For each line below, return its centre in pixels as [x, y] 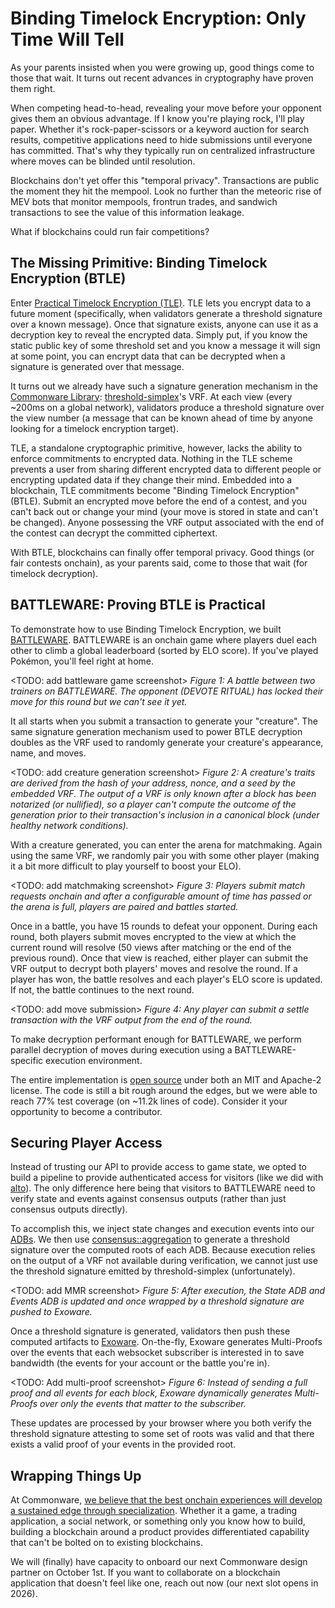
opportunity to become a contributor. [86, 1111]
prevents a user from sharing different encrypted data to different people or [166, 469]
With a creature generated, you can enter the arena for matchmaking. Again [166, 844]
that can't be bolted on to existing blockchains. [106, 1543]
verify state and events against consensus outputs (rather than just [148, 1199]
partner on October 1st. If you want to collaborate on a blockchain [145, 1573]
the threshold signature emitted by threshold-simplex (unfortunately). [153, 1271]
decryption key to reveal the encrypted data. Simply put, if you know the [159, 334]
